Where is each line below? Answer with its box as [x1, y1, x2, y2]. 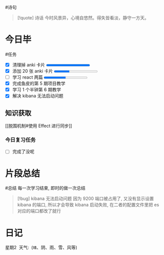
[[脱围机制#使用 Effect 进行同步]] [5, 123, 72, 129]
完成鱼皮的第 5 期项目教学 [12, 81, 65, 87]
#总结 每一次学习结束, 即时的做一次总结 [5, 185, 86, 191]
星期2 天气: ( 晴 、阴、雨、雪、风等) [5, 245, 78, 251]
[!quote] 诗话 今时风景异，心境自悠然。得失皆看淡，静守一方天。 [17, 15, 149, 21]
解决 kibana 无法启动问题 [12, 93, 63, 99]
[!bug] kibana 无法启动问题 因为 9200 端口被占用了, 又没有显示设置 [17, 196, 154, 202]
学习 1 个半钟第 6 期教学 [12, 87, 61, 93]
